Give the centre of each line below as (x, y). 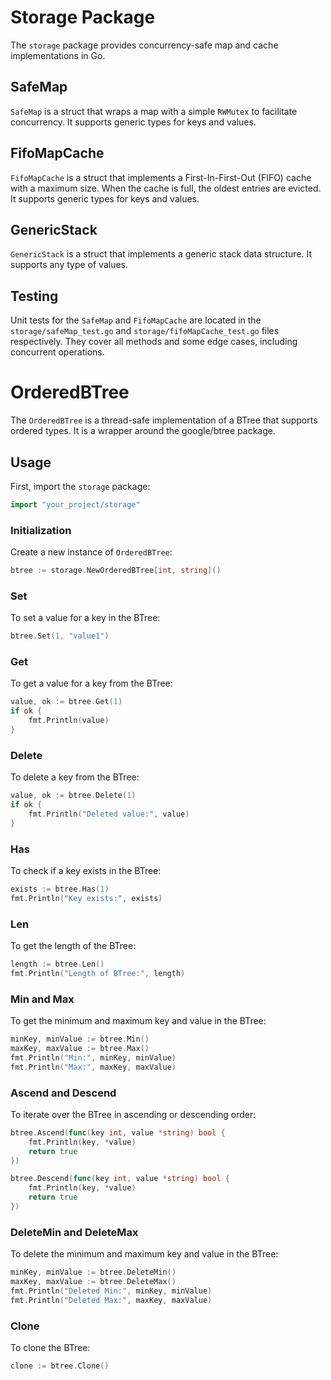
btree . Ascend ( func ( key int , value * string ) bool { (118, 1132)
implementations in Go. (58, 55)
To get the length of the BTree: (73, 946)
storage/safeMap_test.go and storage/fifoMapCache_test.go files (145, 331)
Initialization (41, 530)
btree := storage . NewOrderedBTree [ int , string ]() (116, 571)
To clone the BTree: (50, 1348)
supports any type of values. (69, 265)
